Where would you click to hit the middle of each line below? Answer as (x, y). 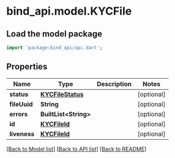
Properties (27, 67)
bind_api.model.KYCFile (69, 11)
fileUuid (21, 104)
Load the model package (54, 34)
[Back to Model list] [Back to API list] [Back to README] (76, 149)
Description (114, 84)
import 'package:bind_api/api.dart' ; (54, 48)
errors (19, 114)
